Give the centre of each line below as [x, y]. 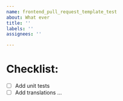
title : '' [19, 23]
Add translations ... [38, 93]
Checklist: [33, 69]
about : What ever [28, 17]
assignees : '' [24, 34]
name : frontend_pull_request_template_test [62, 12]
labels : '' [20, 29]
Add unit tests [32, 86]
